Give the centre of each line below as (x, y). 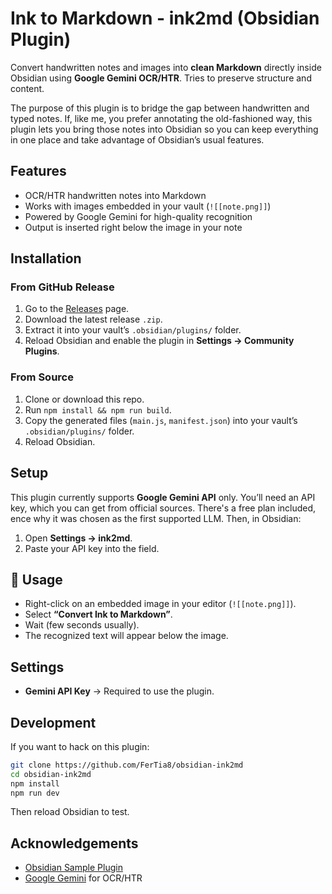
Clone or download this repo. (84, 399)
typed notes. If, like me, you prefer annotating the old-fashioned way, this (161, 118)
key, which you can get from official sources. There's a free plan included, (163, 508)
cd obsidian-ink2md (51, 774)
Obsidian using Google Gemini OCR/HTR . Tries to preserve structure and (161, 78)
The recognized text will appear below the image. (126, 636)
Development (53, 722)
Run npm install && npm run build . (98, 409)
